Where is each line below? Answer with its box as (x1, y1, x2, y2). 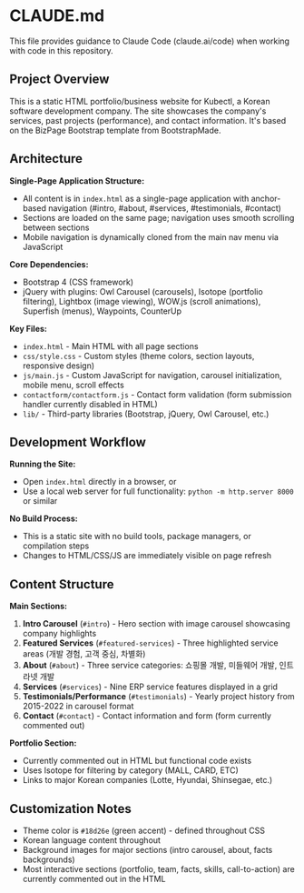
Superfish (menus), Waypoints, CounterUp (22, 306, 182, 316)
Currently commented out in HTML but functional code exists (22, 756, 252, 767)
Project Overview (9, 72, 110, 87)
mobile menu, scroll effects (22, 379, 124, 390)
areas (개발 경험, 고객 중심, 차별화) (22, 648, 146, 659)
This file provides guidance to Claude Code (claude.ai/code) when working (9, 35, 290, 46)
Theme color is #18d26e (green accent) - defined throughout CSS (22, 825, 266, 836)
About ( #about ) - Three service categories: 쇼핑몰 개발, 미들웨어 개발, (22, 660, 278, 671)
